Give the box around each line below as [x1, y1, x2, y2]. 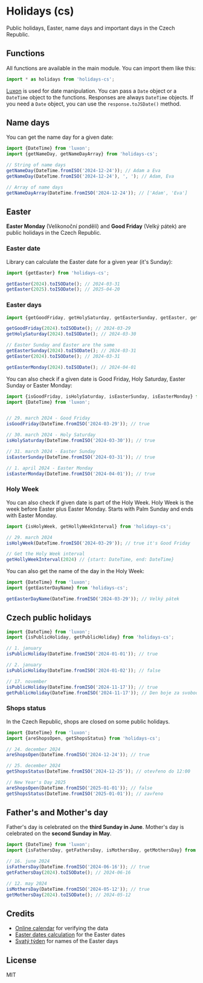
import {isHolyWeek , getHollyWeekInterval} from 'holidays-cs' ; [6, 523, 172, 529]
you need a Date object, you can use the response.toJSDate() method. [6, 100, 181, 107]
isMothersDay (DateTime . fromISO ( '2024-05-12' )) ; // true [6, 886, 150, 892]
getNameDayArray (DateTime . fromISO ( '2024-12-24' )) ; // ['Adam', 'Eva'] [6, 190, 188, 196]
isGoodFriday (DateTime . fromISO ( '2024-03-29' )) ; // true [6, 421, 150, 427]
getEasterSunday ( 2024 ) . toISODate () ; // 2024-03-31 [6, 347, 137, 354]
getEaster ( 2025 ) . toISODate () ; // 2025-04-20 [6, 286, 120, 292]
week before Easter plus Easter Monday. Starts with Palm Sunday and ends [6, 505, 193, 512]
